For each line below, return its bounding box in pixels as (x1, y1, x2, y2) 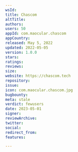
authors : (5, 21, 24, 27)
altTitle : (5, 17, 26, 22)
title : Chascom (5, 12, 37, 17)
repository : (5, 78, 30, 83)
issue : (5, 83, 19, 88)
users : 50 (5, 26, 26, 31)
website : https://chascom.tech (5, 73, 71, 79)
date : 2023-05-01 (5, 106, 42, 111)
